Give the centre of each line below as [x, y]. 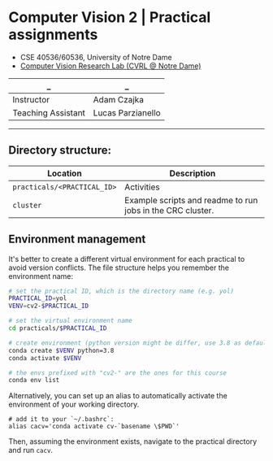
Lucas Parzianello [127, 112]
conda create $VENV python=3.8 [61, 350]
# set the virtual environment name [70, 321]
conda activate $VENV [45, 358]
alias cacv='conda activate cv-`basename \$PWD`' [94, 427]
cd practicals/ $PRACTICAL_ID [58, 328]
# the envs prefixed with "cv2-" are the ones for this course [118, 373]
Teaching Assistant [49, 112]
